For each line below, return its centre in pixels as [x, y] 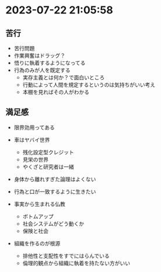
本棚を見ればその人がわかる [56, 92]
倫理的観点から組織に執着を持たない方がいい [76, 263]
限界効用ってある [34, 127]
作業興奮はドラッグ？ [39, 55]
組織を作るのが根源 [37, 243]
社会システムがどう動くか [53, 224]
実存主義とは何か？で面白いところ [64, 77]
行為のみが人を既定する [42, 70]
